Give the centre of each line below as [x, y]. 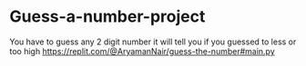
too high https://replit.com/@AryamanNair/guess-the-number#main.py [142, 51]
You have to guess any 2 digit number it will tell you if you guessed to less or [153, 42]
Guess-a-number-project [107, 17]
